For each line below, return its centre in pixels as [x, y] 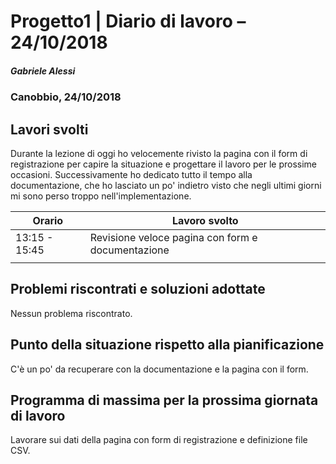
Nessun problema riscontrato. [71, 313]
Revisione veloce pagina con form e [173, 237]
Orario [48, 220]
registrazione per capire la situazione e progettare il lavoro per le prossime [164, 164]
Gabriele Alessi [43, 71]
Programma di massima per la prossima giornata [164, 400]
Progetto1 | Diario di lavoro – [128, 21]
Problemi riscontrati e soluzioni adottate [138, 289]
